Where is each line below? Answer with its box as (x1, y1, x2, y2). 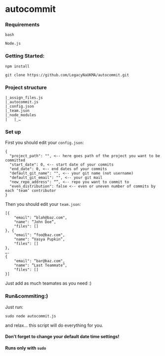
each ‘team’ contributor (5, 188, 56, 193)
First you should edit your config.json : (5, 140, 84, 146)
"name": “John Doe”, (14, 220, 56, 225)
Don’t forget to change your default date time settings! (5, 334, 120, 340)
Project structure (5, 84, 47, 91)
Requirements (5, 21, 40, 28)
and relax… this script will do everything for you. (5, 322, 104, 328)
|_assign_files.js (5, 95, 43, 100)
